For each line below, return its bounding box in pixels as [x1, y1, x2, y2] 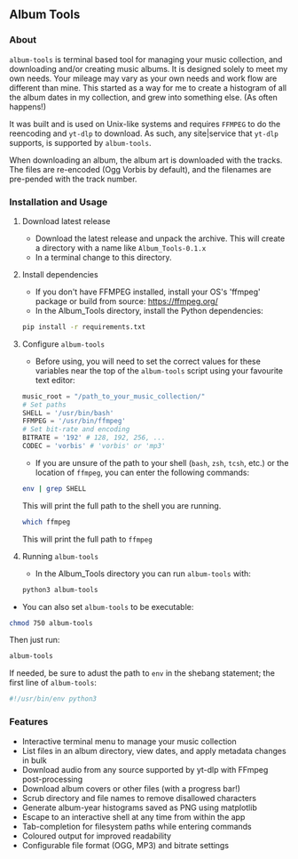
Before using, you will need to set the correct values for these [35, 356, 262, 366]
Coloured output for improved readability [21, 831, 171, 841]
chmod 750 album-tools [9, 618, 93, 628]
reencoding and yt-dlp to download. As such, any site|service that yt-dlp [9, 128, 279, 139]
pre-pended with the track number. [9, 173, 137, 184]
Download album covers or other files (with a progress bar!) [21, 783, 241, 794]
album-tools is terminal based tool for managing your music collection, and [9, 53, 283, 65]
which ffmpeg [21, 518, 71, 526]
